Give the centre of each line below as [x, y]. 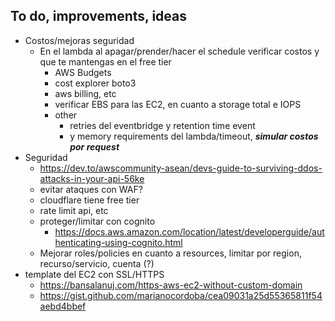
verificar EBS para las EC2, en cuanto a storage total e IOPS [178, 104]
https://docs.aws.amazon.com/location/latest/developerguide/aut [189, 231]
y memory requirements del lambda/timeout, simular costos [194, 136]
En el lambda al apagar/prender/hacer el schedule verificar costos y [179, 51]
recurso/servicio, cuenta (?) [97, 263]
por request [94, 146]
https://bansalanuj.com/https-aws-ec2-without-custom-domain [171, 285]
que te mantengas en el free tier [105, 61]
